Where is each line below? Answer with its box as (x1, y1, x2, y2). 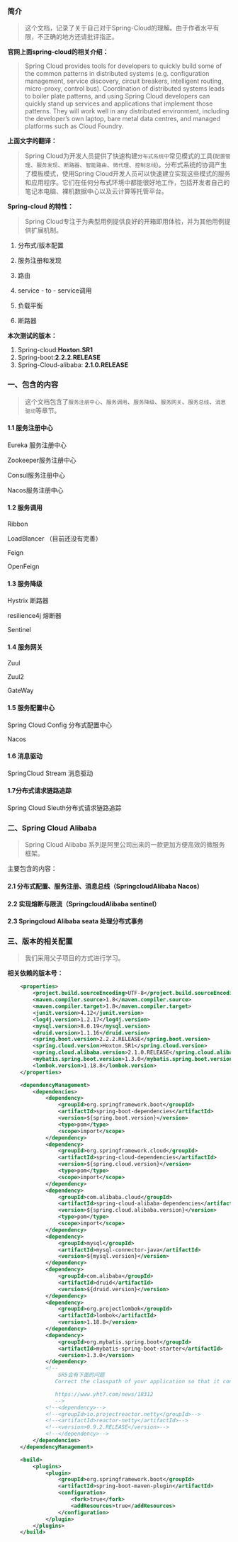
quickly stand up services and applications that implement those (24, 99, 213, 108)
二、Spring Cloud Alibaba (7, 823, 97, 833)
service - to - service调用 (17, 286, 92, 295)
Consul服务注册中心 (7, 471, 65, 479)
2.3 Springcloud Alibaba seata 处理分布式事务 (7, 917, 144, 925)
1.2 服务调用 (7, 503, 42, 512)
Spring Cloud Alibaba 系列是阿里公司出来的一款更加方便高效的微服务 (24, 840, 225, 849)
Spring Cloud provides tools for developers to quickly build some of (24, 62, 222, 70)
